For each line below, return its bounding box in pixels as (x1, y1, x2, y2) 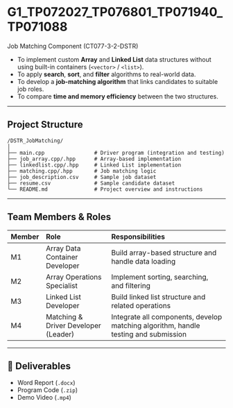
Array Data (46, 244, 81, 253)
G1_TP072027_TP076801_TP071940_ (7, 4, 223, 20)
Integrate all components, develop (110, 312, 223, 321)
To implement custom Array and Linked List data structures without (17, 55, 212, 63)
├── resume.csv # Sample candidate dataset (7, 180, 175, 187)
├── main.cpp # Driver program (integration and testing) (7, 149, 225, 156)
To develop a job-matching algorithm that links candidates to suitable (17, 77, 218, 85)
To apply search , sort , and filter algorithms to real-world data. (17, 70, 196, 78)
